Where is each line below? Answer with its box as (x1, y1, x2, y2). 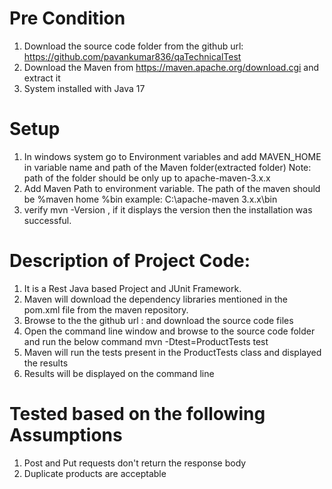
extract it (23, 72, 61, 84)
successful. (23, 214, 72, 226)
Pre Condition (9, 7, 126, 30)
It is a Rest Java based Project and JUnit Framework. (23, 282, 242, 294)
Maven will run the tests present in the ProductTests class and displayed (23, 346, 322, 358)
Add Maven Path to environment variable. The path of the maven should (23, 182, 321, 194)
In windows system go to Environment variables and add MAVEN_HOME (23, 150, 322, 162)
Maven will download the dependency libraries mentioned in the (23, 293, 288, 305)
